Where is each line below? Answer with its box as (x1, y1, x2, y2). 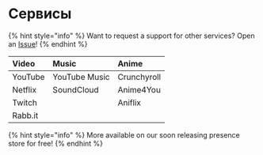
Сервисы (8, 5, 72, 23)
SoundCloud (52, 84, 99, 95)
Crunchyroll (117, 71, 161, 82)
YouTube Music (52, 71, 110, 82)
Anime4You (117, 84, 161, 95)
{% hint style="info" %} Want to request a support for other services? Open (8, 31, 255, 40)
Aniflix (117, 96, 141, 108)
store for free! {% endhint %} (8, 138, 104, 148)
